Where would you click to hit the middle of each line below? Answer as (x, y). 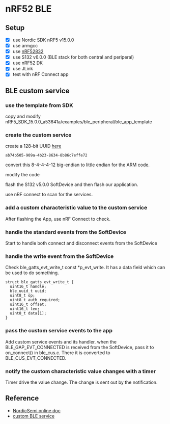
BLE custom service (37, 90)
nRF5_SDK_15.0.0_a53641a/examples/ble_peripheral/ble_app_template (79, 122)
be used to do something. (32, 273)
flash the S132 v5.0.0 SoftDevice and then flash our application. (72, 184)
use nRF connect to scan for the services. (49, 195)
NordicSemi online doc (37, 410)
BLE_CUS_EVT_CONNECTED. (36, 358)
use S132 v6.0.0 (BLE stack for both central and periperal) (73, 57)
